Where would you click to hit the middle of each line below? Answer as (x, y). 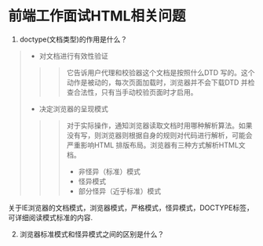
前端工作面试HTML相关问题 (97, 16)
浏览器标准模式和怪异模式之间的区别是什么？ (92, 234)
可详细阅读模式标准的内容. (51, 217)
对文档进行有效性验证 (73, 56)
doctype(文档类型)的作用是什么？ (73, 39)
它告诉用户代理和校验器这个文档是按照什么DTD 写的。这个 (161, 72)
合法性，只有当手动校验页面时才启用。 (135, 92)
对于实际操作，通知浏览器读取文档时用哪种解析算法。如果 (159, 125)
